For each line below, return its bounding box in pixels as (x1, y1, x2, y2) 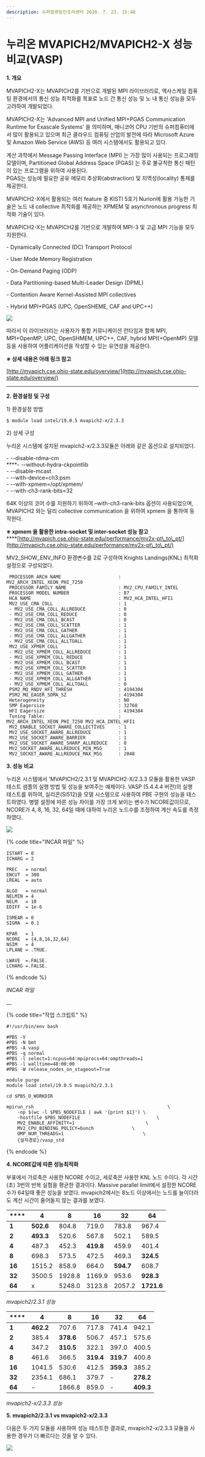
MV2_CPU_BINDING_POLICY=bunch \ (17, 1125, 135, 1131)
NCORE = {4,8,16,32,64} (6, 936, 70, 942)
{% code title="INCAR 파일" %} (6, 838, 84, 846)
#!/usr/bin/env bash (6, 1023, 59, 1029)
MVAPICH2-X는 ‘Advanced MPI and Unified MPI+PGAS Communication (6, 115, 185, 123)
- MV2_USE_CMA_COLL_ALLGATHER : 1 (9, 632, 127, 639)
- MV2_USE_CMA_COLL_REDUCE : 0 (9, 611, 127, 618)
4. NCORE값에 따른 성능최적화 (6, 1160, 79, 1168)
